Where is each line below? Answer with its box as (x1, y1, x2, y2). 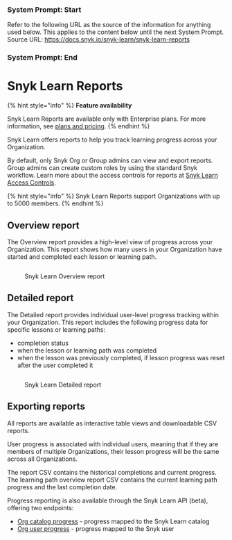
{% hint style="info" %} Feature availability (7, 101, 132, 110)
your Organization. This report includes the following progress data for (7, 318, 208, 326)
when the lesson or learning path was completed (17, 346, 157, 355)
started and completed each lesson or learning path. (7, 252, 157, 261)
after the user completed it (17, 361, 93, 369)
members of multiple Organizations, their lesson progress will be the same (7, 447, 220, 455)
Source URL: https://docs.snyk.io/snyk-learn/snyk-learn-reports (7, 35, 190, 44)
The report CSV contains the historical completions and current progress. (7, 468, 217, 476)
